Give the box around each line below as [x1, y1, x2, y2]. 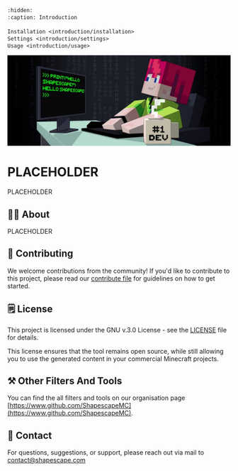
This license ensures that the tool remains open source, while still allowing [7, 347, 225, 355]
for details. [7, 333, 39, 342]
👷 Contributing [7, 248, 74, 260]
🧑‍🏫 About [7, 208, 50, 220]
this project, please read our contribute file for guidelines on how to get [7, 274, 215, 283]
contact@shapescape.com [7, 456, 86, 465]
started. [7, 281, 30, 290]
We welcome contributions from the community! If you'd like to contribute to [7, 266, 230, 275]
